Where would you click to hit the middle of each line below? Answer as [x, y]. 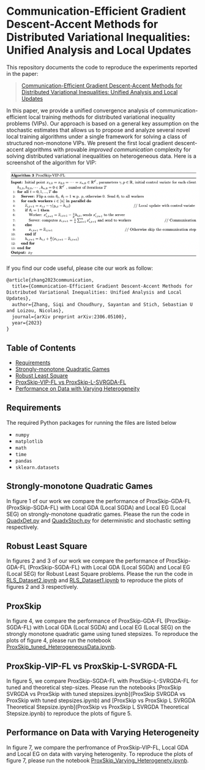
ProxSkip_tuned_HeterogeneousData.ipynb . [61, 647]
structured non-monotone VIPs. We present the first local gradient [90, 143]
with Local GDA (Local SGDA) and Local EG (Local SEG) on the [112, 627]
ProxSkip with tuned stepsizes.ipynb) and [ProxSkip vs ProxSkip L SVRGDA [101, 701]
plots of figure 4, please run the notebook [59, 640]
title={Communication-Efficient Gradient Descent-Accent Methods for [102, 286]
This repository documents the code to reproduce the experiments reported [102, 67]
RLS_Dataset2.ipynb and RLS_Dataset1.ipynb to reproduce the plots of [95, 580]
